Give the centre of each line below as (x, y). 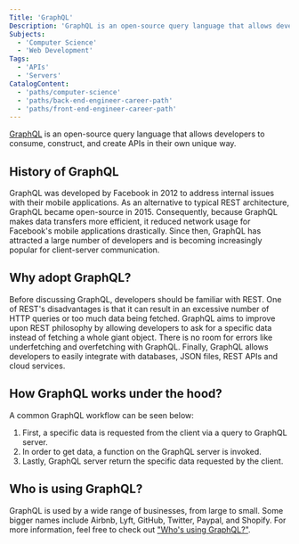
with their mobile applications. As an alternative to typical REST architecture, (149, 202)
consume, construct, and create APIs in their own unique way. (123, 144)
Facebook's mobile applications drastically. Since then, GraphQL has (135, 231)
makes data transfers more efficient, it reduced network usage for (130, 222)
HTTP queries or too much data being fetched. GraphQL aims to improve (142, 318)
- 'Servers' (40, 76)
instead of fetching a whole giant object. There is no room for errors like (141, 337)
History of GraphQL (64, 172)
